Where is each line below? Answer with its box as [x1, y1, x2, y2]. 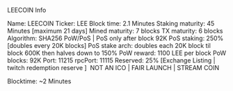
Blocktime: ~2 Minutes [7, 77, 72, 85]
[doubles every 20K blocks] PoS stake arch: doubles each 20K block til [7, 42, 211, 49]
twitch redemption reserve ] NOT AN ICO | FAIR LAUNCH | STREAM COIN [7, 64, 220, 72]
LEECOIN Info [7, 6, 47, 14]
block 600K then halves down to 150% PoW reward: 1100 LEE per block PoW [7, 49, 227, 57]
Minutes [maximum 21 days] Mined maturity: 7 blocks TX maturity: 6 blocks [7, 27, 223, 35]
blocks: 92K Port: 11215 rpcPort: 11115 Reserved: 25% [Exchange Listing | [7, 56, 216, 65]
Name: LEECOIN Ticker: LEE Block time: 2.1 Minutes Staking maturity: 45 [7, 19, 215, 27]
